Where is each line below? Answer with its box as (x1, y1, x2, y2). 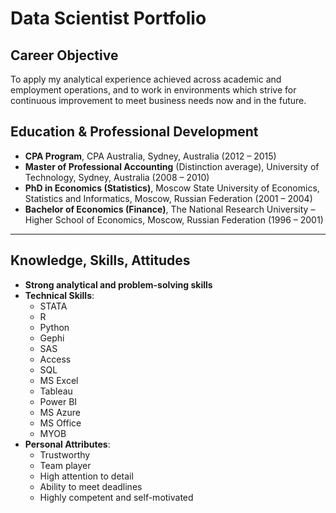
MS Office (39, 417, 82, 429)
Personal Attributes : (24, 438, 111, 450)
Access (39, 353, 72, 365)
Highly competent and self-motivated (39, 491, 194, 503)
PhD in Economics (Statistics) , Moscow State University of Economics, (24, 182, 320, 194)
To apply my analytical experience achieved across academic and (10, 73, 282, 85)
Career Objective (10, 47, 119, 64)
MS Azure (39, 406, 82, 418)
